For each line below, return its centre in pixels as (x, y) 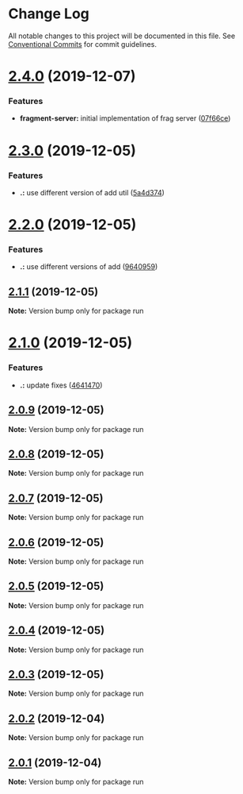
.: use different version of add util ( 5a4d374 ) (92, 192)
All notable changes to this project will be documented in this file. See (122, 36)
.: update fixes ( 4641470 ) (61, 385)
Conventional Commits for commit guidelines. (82, 44)
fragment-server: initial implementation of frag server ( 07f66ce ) (125, 118)
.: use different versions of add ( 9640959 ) (89, 267)
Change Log (49, 14)
